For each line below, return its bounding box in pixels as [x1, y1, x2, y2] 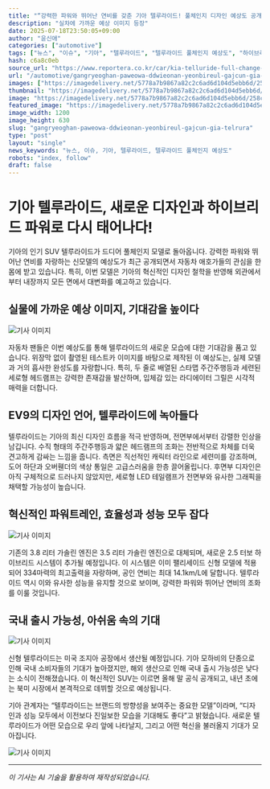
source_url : [8, 64, 48, 72]
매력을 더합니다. [8, 383, 59, 392]
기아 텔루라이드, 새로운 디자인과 [8, 199, 205, 217]
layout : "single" [8, 138, 67, 147]
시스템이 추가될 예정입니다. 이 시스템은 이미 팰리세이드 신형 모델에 [35, 557, 243, 567]
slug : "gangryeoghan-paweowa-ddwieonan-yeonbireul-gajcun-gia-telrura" [8, 124, 253, 132]
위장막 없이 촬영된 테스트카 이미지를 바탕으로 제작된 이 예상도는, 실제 [31, 352, 247, 362]
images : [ [8, 79, 42, 87]
